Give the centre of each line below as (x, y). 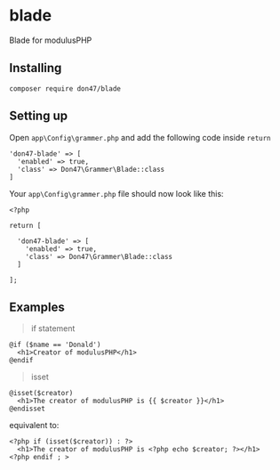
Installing (36, 68)
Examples (37, 307)
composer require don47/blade (65, 89)
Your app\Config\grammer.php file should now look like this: (116, 193)
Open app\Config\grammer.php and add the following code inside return (140, 137)
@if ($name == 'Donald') (55, 345)
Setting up (39, 116)
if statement (53, 328)
